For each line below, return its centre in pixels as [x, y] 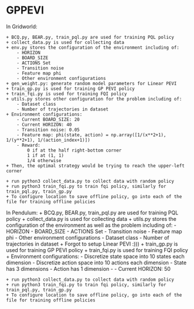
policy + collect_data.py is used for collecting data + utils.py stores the [91, 219]
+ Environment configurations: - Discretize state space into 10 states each [95, 256]
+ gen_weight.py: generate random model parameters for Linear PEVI [91, 83]
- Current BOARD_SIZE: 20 [48, 119]
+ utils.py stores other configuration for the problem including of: [94, 99]
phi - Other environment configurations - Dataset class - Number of [88, 237]
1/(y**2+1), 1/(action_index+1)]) [48, 140]
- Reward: [29, 145]
